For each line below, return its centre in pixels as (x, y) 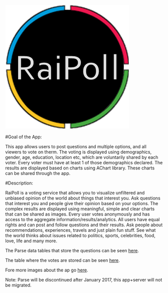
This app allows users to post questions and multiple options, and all (76, 146)
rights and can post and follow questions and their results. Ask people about (84, 225)
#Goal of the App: (24, 137)
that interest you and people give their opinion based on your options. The (82, 203)
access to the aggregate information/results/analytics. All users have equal (82, 219)
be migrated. (18, 285)
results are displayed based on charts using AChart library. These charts (80, 168)
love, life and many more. (31, 241)
